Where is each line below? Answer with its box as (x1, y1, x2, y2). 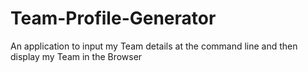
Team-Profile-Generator (10, 7, 217, 30)
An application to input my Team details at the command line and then (10, 40, 298, 52)
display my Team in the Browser (10, 50, 143, 62)
